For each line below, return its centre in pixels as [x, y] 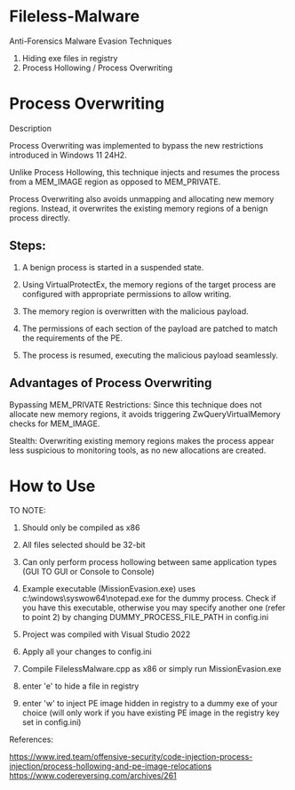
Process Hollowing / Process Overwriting [97, 68]
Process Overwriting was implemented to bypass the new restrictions [136, 145]
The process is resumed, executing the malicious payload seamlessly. [150, 355]
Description [30, 128]
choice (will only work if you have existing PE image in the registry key [151, 713]
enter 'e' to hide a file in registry [80, 686]
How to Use [52, 486]
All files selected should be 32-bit [84, 545]
